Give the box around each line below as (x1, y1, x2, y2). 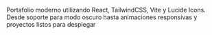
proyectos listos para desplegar (6, 21, 96, 28)
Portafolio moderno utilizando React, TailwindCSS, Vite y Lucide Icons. (6, 6, 207, 14)
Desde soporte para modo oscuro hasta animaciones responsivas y (6, 13, 198, 21)
